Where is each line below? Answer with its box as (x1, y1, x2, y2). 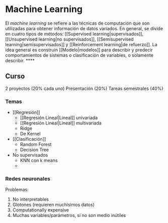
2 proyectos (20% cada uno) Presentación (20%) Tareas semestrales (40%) (5, 85, 163, 91)
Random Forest (20, 142, 52, 148)
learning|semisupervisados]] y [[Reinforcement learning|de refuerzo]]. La (5, 41, 157, 47)
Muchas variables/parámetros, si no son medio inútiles (12, 212, 126, 218)
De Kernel (20, 131, 41, 137)
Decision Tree (20, 147, 49, 153)
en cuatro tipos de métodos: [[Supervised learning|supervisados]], (5, 31, 144, 37)
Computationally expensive (12, 207, 69, 213)
